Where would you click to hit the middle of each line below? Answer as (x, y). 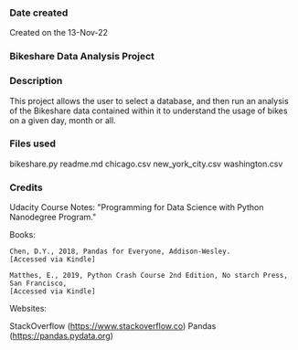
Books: (23, 235)
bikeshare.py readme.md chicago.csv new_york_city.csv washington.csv (146, 164)
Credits (26, 187)
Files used (33, 143)
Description (36, 81)
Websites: (28, 309)
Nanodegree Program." (53, 217)
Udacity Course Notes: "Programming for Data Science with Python (137, 207)
